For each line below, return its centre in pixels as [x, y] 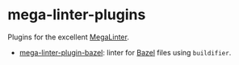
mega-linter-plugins [77, 15]
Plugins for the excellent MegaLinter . [69, 37]
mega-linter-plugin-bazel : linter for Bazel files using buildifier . [125, 52]
